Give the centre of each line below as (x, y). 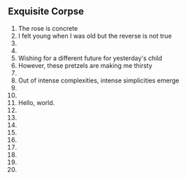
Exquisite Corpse (46, 12)
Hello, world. (36, 102)
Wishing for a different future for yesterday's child (90, 58)
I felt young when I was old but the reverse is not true (95, 36)
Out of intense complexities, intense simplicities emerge (99, 80)
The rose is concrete (48, 28)
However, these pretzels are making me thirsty (85, 65)
